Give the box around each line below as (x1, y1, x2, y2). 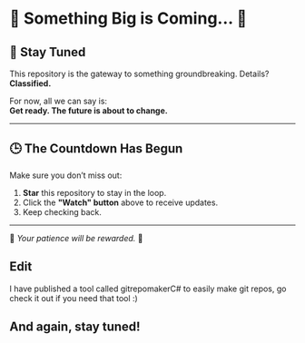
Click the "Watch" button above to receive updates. (22, 197, 219, 208)
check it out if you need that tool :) (9, 292, 138, 303)
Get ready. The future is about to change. (9, 105, 168, 116)
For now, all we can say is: (9, 95, 107, 106)
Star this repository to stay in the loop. (22, 187, 167, 198)
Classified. (9, 78, 52, 89)
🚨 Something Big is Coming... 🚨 (9, 8, 248, 29)
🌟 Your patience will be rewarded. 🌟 (9, 232, 143, 243)
